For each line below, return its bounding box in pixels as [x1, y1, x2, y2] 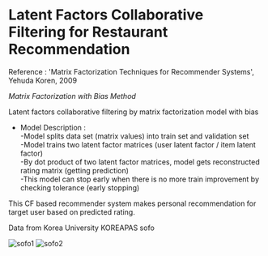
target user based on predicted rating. [8, 207, 135, 216]
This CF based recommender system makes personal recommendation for [8, 198, 257, 208]
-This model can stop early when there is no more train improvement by [19, 174, 260, 184]
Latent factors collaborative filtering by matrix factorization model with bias [8, 107, 259, 117]
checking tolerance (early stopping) [19, 182, 140, 192]
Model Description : [19, 122, 87, 132]
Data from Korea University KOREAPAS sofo [8, 223, 155, 233]
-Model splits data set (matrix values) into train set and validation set [19, 131, 249, 141]
